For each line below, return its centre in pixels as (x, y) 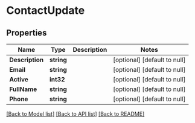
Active (19, 79)
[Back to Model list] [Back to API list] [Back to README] (75, 114)
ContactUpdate (46, 11)
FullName (23, 89)
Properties (27, 33)
